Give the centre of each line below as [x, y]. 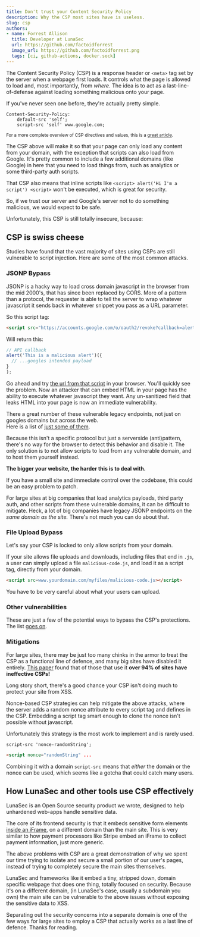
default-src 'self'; [42, 120]
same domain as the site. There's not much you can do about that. [88, 517]
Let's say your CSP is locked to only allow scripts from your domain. [90, 546]
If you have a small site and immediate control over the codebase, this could [99, 480]
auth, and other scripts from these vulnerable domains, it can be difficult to [98, 504]
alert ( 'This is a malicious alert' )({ [54, 355]
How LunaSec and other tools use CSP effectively [100, 792]
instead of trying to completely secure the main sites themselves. [86, 867]
